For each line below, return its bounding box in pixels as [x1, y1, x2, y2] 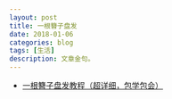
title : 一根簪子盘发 [9, 21, 78, 30]
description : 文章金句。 [9, 54, 95, 63]
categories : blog [9, 37, 74, 47]
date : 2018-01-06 [9, 29, 74, 38]
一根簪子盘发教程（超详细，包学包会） [21, 80, 163, 90]
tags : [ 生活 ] [9, 46, 55, 55]
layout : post [9, 12, 58, 22]
